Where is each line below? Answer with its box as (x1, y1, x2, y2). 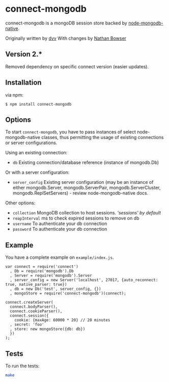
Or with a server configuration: (5, 169, 70, 176)
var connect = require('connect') (5, 264, 79, 269)
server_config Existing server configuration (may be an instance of (12, 179, 154, 185)
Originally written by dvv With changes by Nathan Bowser (5, 35, 126, 41)
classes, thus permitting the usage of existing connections (41, 134, 164, 141)
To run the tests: (5, 363, 40, 369)
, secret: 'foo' (10, 322, 44, 328)
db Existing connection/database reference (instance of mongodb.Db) (12, 159, 159, 166)
